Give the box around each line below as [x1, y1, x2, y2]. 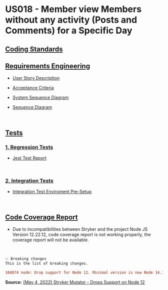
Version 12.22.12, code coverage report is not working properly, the [12, 232, 151, 238]
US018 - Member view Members [5, 4, 141, 15]
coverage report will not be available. [12, 237, 89, 243]
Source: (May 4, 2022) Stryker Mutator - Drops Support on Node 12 [5, 279, 145, 285]
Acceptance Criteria [12, 85, 54, 91]
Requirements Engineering [5, 62, 90, 70]
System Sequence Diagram [12, 94, 69, 101]
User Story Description [12, 75, 60, 81]
